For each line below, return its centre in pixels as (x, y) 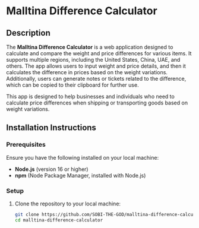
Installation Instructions (51, 128)
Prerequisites (26, 145)
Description (28, 33)
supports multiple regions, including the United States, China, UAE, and (93, 60)
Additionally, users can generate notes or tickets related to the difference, (96, 79)
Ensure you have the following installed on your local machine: (83, 157)
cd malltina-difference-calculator (59, 220)
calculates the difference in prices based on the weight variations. (87, 72)
